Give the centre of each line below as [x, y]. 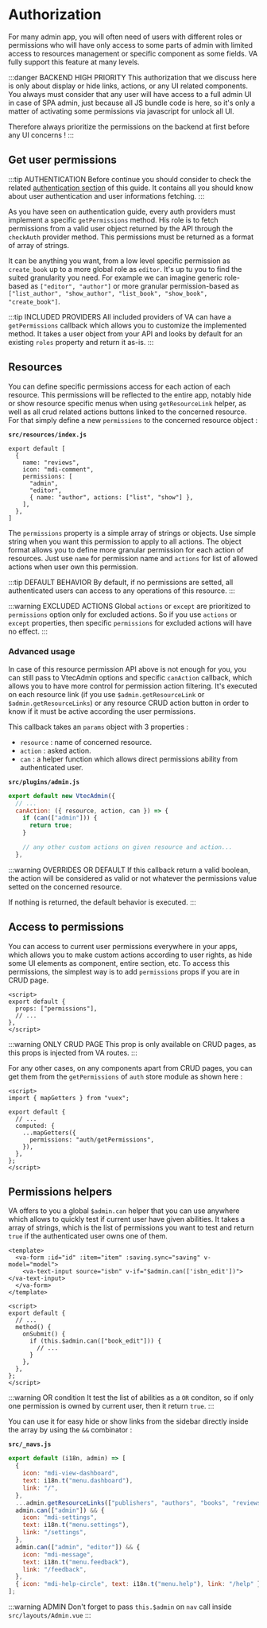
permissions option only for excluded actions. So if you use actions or [123, 614]
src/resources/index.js [48, 435]
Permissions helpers [60, 1192]
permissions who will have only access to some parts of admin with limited [130, 45]
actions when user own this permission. [74, 567]
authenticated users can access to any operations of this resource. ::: [122, 591]
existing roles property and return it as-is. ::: [81, 342]
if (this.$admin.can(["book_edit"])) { [95, 1341]
